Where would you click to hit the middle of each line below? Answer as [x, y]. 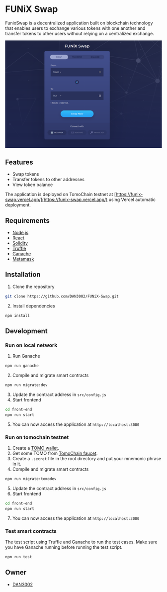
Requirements [27, 221]
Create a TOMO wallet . [36, 448]
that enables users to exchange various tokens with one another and [75, 28]
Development [27, 331]
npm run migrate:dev [27, 385]
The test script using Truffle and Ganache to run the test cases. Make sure [81, 542]
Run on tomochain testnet [37, 437]
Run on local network [31, 345]
